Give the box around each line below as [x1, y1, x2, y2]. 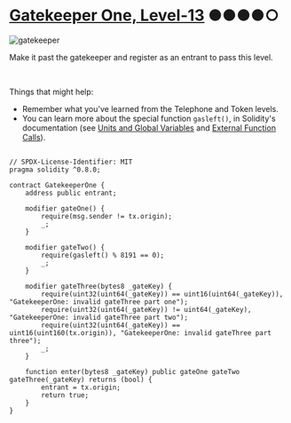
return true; [41, 391, 90, 400]
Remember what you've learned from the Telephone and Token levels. [21, 103, 279, 114]
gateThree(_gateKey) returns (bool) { [9, 375, 153, 385]
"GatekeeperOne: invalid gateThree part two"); [9, 313, 189, 323]
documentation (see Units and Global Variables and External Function [21, 122, 277, 133]
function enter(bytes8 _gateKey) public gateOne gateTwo [25, 368, 240, 377]
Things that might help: [9, 86, 94, 97]
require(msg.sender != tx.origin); [41, 212, 173, 221]
